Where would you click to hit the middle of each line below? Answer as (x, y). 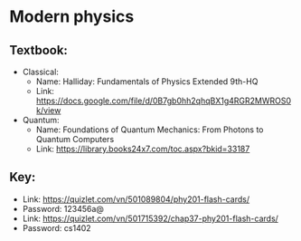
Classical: (40, 72)
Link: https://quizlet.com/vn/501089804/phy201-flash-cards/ (136, 199)
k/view (48, 110)
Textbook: (38, 50)
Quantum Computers (75, 139)
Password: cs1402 (57, 227)
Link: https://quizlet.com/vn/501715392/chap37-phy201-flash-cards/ (150, 218)
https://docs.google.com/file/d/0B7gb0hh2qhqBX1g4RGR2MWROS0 (164, 101)
